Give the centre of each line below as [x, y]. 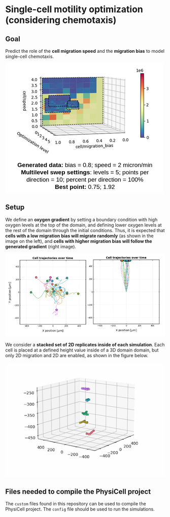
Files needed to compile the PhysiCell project [78, 491]
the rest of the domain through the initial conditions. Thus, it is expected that [85, 230]
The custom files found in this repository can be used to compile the [76, 504]
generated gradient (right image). [41, 246]
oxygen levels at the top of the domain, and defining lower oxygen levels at [83, 225]
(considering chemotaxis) [61, 20]
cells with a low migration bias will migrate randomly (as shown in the [79, 236]
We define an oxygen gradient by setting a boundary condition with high [81, 219]
